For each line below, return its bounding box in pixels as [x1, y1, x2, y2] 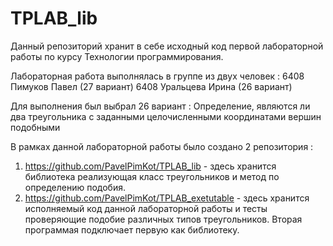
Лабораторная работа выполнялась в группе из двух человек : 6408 [10, 70, 305, 82]
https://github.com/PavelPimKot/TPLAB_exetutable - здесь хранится [24, 192, 310, 204]
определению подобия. [24, 181, 126, 193]
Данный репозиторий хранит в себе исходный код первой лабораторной [10, 40, 324, 52]
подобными [10, 121, 61, 133]
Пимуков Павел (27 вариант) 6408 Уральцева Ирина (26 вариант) [10, 80, 293, 92]
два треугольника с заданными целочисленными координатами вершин [10, 110, 322, 122]
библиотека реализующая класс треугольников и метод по [24, 170, 280, 182]
